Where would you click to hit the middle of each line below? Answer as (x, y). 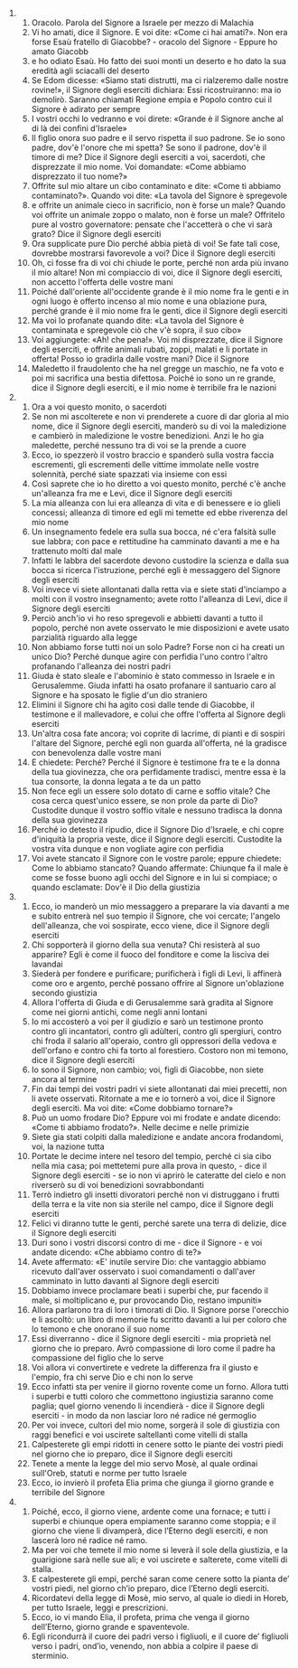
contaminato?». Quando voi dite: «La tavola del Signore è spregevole (159, 195)
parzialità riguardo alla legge (84, 637)
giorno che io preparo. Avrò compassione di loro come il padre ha (153, 1348)
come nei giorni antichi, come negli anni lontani (119, 1012)
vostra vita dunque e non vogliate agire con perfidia (127, 848)
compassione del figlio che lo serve (98, 1358)
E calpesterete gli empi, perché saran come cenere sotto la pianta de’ (160, 1578)
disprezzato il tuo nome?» (79, 176)
